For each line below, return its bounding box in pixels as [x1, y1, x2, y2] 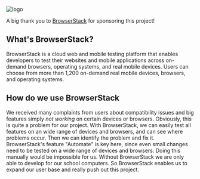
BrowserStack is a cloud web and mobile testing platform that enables [6, 50, 179, 57]
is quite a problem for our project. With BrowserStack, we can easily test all [6, 121, 191, 128]
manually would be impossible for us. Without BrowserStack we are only [6, 153, 184, 161]
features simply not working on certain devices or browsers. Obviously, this [6, 115, 192, 122]
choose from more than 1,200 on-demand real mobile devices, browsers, [6, 69, 186, 76]
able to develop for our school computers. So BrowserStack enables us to [6, 159, 188, 166]
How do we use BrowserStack [6, 93, 120, 103]
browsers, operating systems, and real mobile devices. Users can [27, 63, 189, 70]
